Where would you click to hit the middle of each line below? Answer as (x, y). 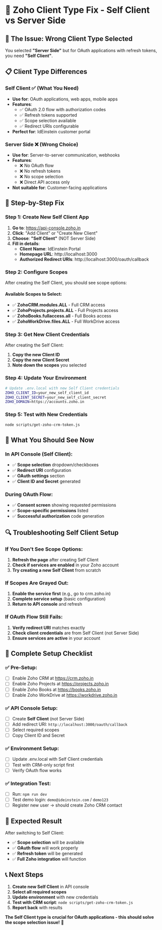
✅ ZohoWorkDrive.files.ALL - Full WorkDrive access (66, 321)
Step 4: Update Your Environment (46, 378)
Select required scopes (36, 730)
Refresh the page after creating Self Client (55, 560)
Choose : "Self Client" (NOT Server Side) (54, 238)
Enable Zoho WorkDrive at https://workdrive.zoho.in (65, 695)
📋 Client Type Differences (46, 72)
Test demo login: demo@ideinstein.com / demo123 (60, 800)
